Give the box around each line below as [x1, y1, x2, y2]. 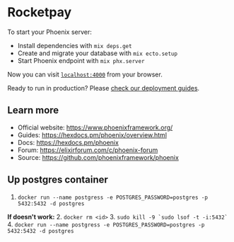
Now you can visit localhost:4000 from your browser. [7, 70, 163, 79]
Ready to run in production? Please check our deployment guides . [7, 83, 200, 92]
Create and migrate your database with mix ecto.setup [17, 49, 178, 57]
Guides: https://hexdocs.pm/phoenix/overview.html [17, 130, 168, 139]
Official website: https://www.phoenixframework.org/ [17, 123, 173, 132]
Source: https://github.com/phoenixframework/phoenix [17, 153, 179, 161]
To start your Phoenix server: [7, 28, 92, 36]
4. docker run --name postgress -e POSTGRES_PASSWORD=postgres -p [7, 220, 205, 229]
